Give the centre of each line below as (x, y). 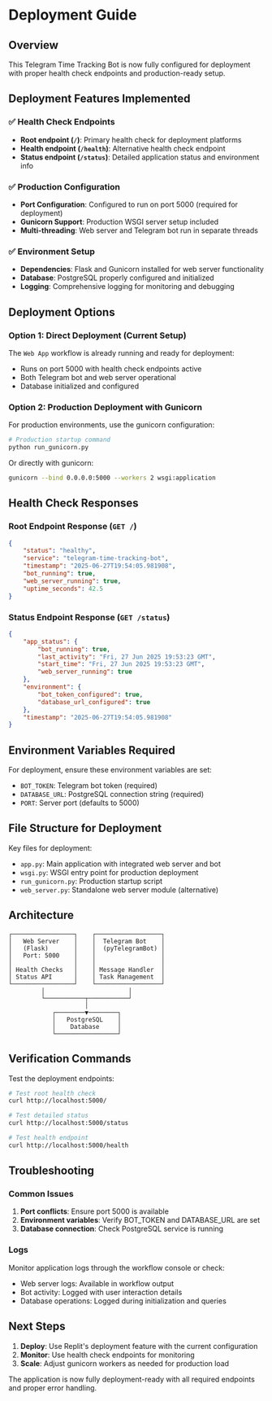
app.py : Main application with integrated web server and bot (121, 864)
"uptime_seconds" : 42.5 (63, 589)
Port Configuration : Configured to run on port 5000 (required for (129, 204)
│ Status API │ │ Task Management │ (86, 977)
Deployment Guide (73, 15)
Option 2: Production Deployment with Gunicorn (106, 407)
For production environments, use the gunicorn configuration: (112, 425)
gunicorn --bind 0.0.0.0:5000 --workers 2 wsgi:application (112, 478)
